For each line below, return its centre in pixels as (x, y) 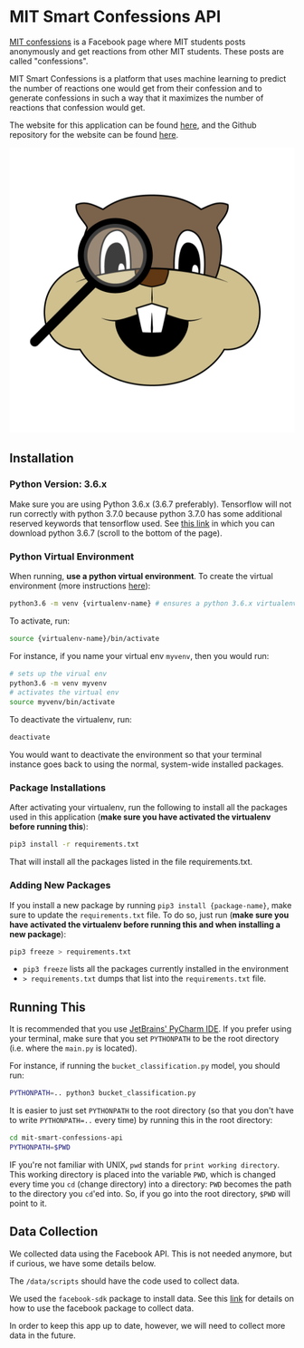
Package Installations (58, 788)
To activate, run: (40, 621)
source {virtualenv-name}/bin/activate (85, 638)
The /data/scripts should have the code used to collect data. (124, 1281)
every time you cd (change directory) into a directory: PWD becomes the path (151, 1184)
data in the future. (43, 1335)
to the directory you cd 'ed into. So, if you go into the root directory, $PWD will (150, 1193)
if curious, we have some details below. (83, 1263)
